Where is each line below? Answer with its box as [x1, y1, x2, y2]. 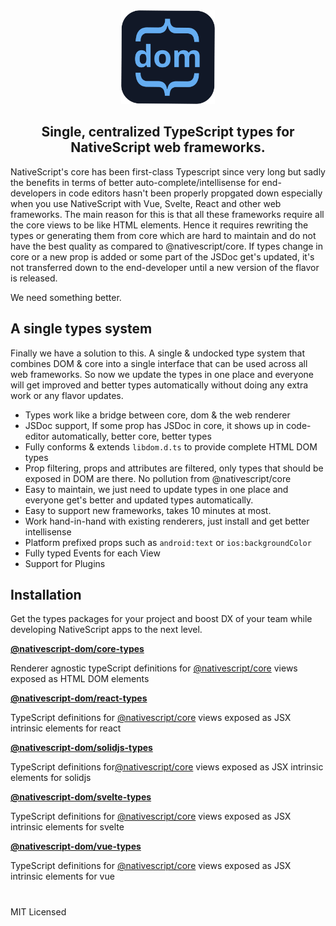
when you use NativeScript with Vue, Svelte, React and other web [10, 197, 282, 209]
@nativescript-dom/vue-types [10, 840, 142, 853]
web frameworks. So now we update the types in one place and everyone [10, 368, 314, 380]
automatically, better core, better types [51, 430, 212, 442]
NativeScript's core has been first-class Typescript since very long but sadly [10, 165, 326, 178]
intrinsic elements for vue [10, 870, 115, 883]
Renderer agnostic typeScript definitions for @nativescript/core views [10, 662, 298, 674]
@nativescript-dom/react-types [10, 692, 148, 704]
